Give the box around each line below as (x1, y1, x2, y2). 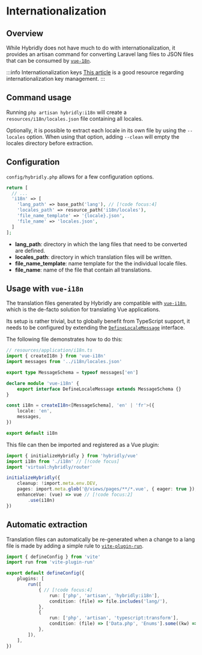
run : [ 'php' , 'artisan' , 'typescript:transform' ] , (49, 615, 179, 621)
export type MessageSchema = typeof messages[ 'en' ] (6, 369, 138, 375)
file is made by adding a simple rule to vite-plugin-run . (6, 542, 144, 549)
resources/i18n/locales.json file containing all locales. (6, 115, 143, 122)
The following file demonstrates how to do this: (6, 336, 123, 343)
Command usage (6, 92, 72, 103)
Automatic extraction (6, 520, 88, 530)
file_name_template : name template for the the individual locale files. (14, 259, 188, 267)
